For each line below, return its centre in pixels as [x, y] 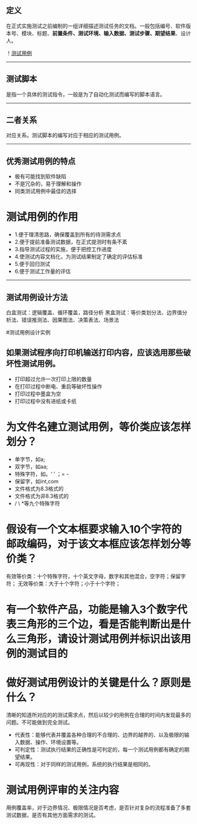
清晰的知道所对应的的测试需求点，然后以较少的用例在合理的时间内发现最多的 [98, 715]
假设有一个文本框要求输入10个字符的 [94, 529]
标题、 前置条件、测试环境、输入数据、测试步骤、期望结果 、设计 [114, 33]
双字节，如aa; [31, 466]
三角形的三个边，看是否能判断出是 [99, 624]
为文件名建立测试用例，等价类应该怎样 [99, 427]
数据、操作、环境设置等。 [51, 742]
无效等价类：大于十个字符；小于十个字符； [69, 583]
